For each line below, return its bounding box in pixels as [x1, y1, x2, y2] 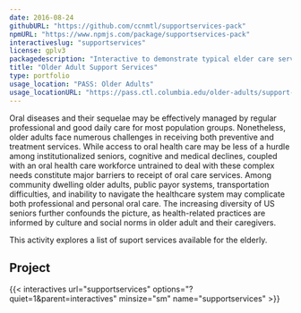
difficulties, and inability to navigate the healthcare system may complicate [9, 189, 285, 199]
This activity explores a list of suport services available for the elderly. [9, 234, 268, 245]
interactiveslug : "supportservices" [9, 38, 146, 47]
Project [9, 260, 51, 275]
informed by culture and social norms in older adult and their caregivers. [9, 216, 277, 228]
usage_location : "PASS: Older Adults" [9, 80, 154, 89]
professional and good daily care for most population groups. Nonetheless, [9, 122, 287, 132]
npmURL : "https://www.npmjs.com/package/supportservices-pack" [9, 30, 251, 38]
